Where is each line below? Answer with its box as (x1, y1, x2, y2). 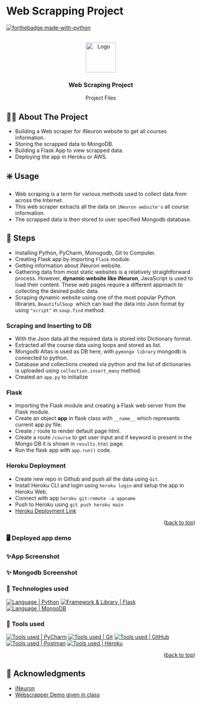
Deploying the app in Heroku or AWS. (14, 153, 107, 160)
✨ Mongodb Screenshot (6, 568, 78, 577)
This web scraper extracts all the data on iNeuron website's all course (14, 203, 189, 210)
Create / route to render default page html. (14, 427, 121, 435)
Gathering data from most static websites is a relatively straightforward (14, 268, 191, 275)
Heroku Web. (14, 488, 48, 495)
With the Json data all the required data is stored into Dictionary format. (14, 335, 192, 342)
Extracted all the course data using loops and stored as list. (14, 341, 162, 349)
